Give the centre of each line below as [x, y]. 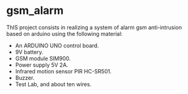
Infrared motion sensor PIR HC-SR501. [63, 71]
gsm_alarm [35, 11]
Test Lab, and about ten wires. [53, 84]
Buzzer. [25, 78]
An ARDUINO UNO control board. [57, 45]
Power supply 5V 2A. [42, 65]
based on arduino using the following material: [65, 33]
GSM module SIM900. [43, 58]
